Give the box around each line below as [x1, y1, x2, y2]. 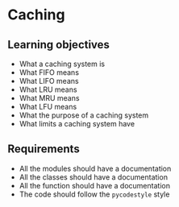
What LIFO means [19, 77, 79, 85]
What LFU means [19, 102, 77, 111]
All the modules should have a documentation [19, 164, 172, 173]
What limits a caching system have [19, 119, 135, 128]
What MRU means [19, 93, 80, 102]
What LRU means [19, 85, 77, 94]
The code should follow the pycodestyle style [19, 189, 170, 199]
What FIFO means [19, 68, 80, 77]
